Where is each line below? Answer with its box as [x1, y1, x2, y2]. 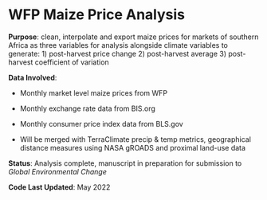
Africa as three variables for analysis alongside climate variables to [8, 40, 229, 49]
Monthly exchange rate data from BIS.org [19, 104, 155, 113]
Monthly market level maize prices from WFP [19, 88, 168, 97]
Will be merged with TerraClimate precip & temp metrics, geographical [19, 134, 251, 144]
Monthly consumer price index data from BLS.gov [19, 119, 183, 128]
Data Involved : [8, 73, 57, 82]
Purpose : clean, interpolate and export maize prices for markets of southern [8, 32, 259, 41]
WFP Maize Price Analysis [8, 6, 186, 24]
